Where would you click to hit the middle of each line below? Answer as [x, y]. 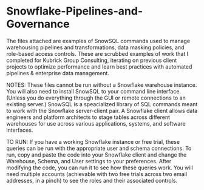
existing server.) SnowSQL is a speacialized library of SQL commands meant [102, 104]
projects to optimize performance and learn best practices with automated [99, 66]
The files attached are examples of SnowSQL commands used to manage [98, 41]
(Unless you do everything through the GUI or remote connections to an [96, 98]
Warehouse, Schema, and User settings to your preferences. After [89, 161]
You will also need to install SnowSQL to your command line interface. [93, 91]
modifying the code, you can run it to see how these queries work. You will [100, 168]
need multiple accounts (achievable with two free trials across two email [97, 174]
